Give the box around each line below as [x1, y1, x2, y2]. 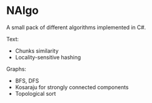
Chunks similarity [15, 47, 59, 55]
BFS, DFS [15, 77, 40, 84]
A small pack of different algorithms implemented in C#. [6, 24, 146, 31]
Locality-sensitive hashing [15, 53, 81, 61]
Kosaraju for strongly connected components [15, 83, 129, 91]
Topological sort [15, 90, 57, 97]
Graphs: [6, 65, 26, 73]
